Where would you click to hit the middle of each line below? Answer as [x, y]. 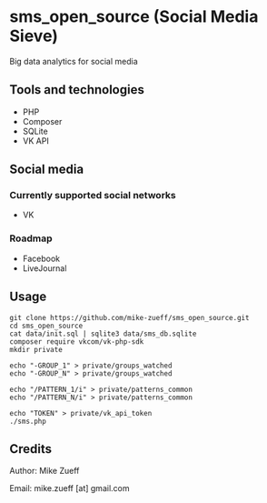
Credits [31, 449]
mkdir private [36, 349]
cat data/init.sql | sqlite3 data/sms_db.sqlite [103, 334]
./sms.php [28, 421]
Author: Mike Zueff [44, 471]
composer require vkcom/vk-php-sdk [77, 342]
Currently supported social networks [93, 196]
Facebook [41, 258]
